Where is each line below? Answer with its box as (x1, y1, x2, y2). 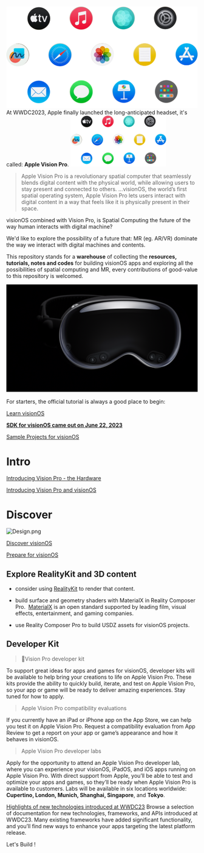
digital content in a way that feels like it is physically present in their (21, 198, 190, 205)
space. (21, 205, 38, 212)
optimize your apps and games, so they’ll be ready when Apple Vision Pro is (6, 778, 196, 786)
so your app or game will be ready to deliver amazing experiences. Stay (6, 686, 186, 693)
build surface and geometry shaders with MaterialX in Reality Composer (15, 597, 195, 604)
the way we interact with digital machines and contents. (6, 241, 146, 248)
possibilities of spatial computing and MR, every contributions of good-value (6, 265, 198, 273)
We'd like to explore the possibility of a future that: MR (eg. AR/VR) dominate (6, 234, 198, 242)
